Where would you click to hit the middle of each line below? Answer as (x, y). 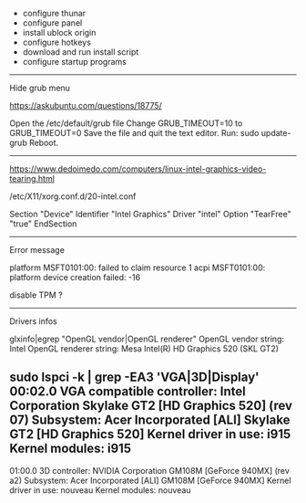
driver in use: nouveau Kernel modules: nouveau (100, 490)
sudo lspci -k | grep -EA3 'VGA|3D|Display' (134, 377)
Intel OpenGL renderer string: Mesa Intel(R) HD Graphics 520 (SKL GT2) (144, 349)
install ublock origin (59, 32)
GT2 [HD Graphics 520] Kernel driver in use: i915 (150, 434)
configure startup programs (75, 62)
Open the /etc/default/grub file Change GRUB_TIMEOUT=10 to (126, 123)
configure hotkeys (56, 42)
